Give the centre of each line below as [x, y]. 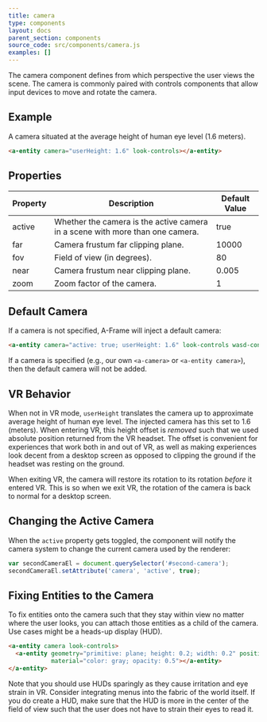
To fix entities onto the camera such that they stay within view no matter [126, 615]
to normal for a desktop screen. [60, 496]
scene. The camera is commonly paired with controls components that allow [133, 84]
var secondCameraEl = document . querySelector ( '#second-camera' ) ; [118, 563]
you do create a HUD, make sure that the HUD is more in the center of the [129, 701]
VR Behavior [40, 394]
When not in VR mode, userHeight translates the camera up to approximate [131, 413]
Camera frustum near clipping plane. [122, 270]
